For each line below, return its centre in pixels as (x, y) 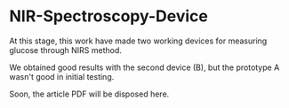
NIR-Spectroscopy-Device (109, 16)
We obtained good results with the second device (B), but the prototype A (144, 67)
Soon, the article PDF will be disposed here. (89, 94)
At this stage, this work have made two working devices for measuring (138, 41)
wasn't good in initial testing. (62, 76)
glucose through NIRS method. (66, 50)
